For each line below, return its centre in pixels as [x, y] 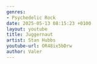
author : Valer [24, 52]
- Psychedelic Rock [31, 18]
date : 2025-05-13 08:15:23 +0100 [49, 23]
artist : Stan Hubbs [31, 40]
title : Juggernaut [30, 35]
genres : [16, 12]
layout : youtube [27, 29]
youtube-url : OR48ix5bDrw [39, 46]
